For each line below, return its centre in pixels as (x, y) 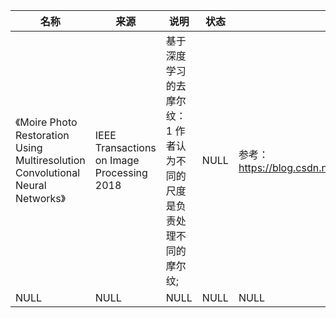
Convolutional (48, 172)
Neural (31, 185)
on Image (117, 160)
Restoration (42, 135)
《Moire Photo (46, 122)
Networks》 (41, 198)
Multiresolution (50, 160)
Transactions (125, 147)
